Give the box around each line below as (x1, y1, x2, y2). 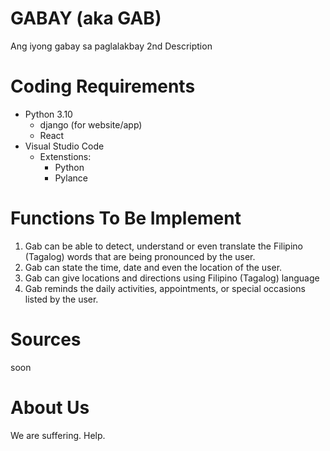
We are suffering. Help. (10, 429, 106, 441)
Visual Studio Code (24, 140, 105, 152)
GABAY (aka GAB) (10, 7, 162, 30)
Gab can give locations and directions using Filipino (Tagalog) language (24, 272, 320, 284)
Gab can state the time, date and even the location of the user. (24, 261, 283, 273)
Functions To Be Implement (10, 207, 242, 230)
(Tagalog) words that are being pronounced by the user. (24, 250, 256, 262)
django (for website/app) (39, 118, 143, 131)
